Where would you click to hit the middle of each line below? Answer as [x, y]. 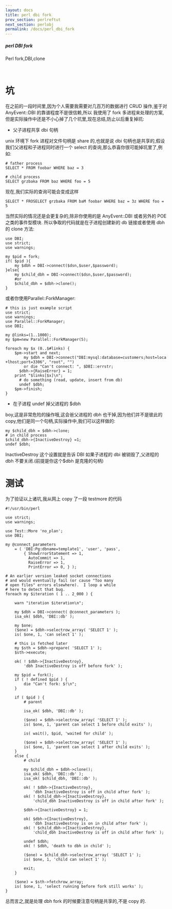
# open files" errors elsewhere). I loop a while [61, 585]
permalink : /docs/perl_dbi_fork [40, 29]
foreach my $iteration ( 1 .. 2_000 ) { [49, 594]
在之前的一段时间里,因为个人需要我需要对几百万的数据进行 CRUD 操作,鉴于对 [86, 106]
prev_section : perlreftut [33, 20]
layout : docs [19, 10]
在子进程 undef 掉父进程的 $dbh [47, 404]
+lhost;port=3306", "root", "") [40, 362]
